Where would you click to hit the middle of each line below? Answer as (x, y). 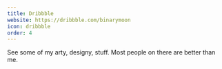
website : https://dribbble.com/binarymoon (69, 20)
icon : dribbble (29, 26)
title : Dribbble (30, 13)
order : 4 (20, 33)
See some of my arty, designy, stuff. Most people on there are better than (111, 52)
